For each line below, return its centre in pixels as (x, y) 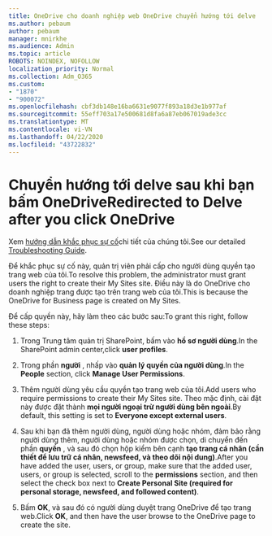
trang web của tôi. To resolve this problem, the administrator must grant (127, 275)
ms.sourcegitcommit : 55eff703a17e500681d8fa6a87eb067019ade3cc (118, 115)
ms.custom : (27, 84)
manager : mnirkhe (38, 39)
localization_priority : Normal (61, 69)
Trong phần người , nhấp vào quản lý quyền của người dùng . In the (132, 365)
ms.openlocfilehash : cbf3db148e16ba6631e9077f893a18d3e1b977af (118, 107)
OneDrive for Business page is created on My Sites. (95, 301)
